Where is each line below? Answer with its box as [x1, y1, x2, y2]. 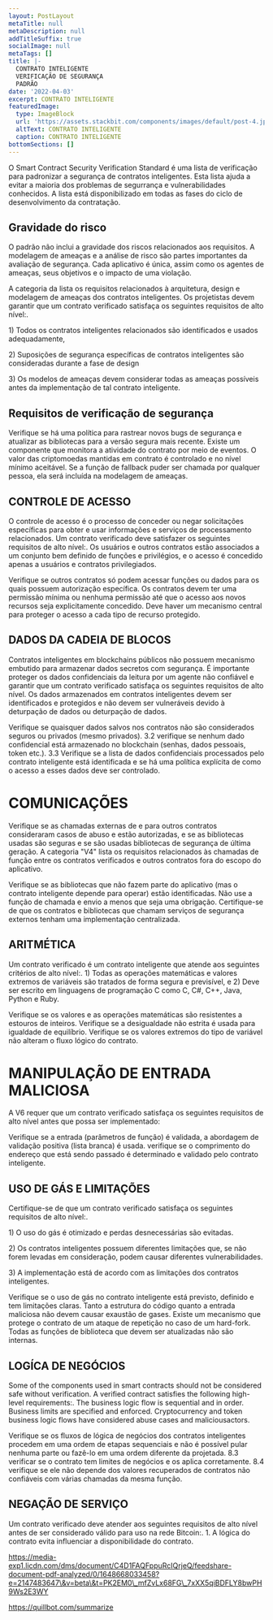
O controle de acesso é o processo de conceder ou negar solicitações [8, 516, 244, 526]
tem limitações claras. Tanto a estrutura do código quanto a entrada [8, 1301, 236, 1310]
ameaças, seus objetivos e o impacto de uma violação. [8, 268, 193, 278]
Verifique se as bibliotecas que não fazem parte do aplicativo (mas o [8, 879, 238, 890]
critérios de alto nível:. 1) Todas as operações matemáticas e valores [8, 968, 238, 977]
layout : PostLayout [8, 11, 75, 20]
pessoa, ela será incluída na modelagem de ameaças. [8, 471, 188, 481]
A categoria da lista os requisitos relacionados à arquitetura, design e [8, 284, 240, 293]
